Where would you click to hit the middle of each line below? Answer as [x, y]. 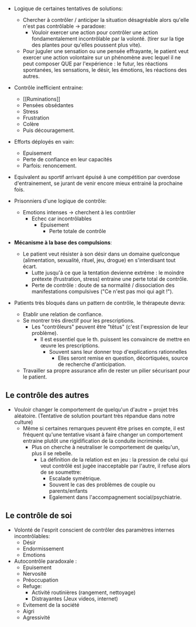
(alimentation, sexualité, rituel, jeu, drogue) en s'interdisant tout [99, 260]
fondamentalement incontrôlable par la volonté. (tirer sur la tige [108, 39]
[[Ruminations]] [42, 99]
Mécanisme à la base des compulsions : [63, 243]
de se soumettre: [61, 472]
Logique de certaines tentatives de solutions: [68, 9]
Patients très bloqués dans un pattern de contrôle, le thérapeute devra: [100, 303]
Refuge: [32, 586]
